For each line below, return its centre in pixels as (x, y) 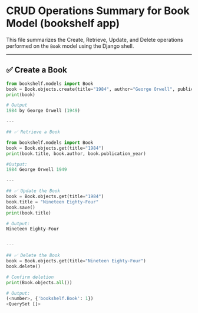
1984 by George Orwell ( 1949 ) (43, 111)
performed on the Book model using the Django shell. (70, 46)
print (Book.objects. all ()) (39, 282)
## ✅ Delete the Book (33, 256)
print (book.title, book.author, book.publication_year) (76, 154)
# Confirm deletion (30, 277)
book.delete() (24, 266)
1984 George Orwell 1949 (37, 170)
